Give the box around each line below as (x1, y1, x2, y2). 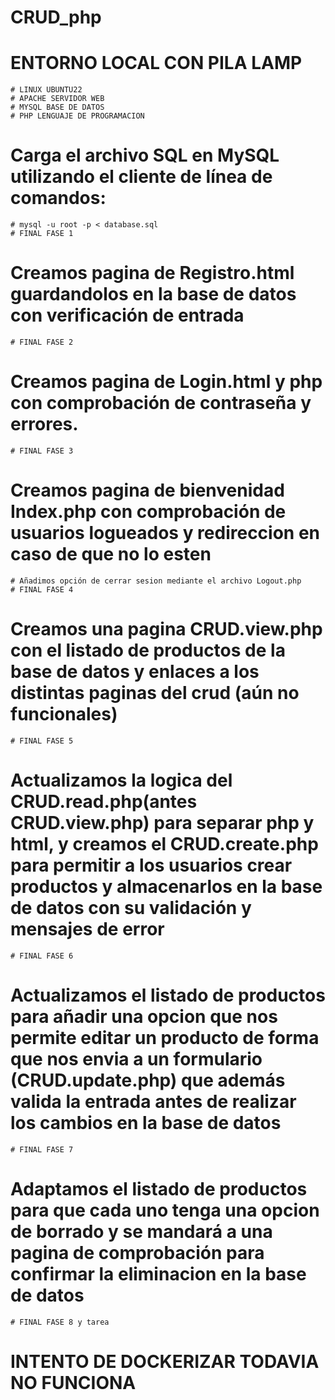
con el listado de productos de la (10, 639, 286, 662)
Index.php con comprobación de (10, 501, 287, 523)
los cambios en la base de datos (10, 1111, 282, 1134)
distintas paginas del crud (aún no (10, 682, 300, 705)
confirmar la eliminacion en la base (10, 1262, 307, 1285)
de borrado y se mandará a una (10, 1220, 273, 1243)
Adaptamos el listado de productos (10, 1177, 308, 1200)
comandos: (10, 187, 107, 210)
